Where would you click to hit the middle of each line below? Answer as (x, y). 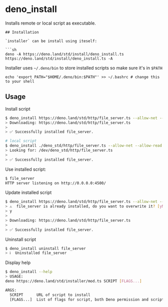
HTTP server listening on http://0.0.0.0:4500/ (56, 183)
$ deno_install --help (29, 272)
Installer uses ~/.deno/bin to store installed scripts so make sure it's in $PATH (84, 68)
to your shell (20, 81)
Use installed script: (26, 169)
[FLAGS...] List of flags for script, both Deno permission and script (87, 299)
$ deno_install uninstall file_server (45, 248)
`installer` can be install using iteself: (51, 41)
